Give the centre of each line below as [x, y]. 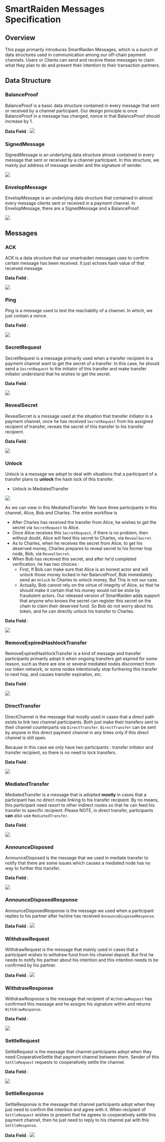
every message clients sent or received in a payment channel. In [70, 203]
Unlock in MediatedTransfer [40, 489]
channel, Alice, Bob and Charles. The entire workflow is [61, 513]
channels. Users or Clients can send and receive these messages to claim [80, 60]
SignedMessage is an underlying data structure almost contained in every [80, 155]
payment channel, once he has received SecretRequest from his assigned [79, 421]
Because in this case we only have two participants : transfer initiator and [79, 747]
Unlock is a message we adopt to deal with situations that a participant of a [81, 474]
